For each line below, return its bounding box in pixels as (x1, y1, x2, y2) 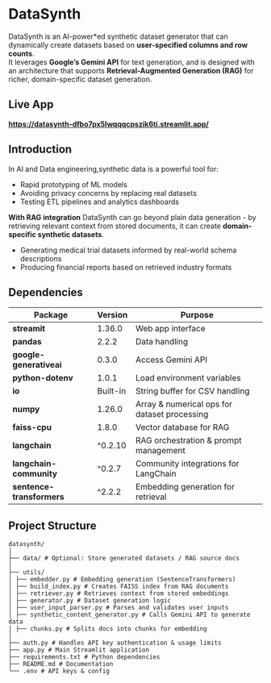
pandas (12, 336, 42, 348)
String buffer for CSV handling (135, 385, 250, 397)
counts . (8, 48, 35, 58)
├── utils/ (8, 568, 45, 577)
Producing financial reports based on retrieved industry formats (19, 262, 232, 272)
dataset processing (135, 409, 209, 420)
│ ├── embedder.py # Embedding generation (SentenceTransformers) (8, 576, 236, 584)
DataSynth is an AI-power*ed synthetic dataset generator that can (8, 31, 228, 41)
